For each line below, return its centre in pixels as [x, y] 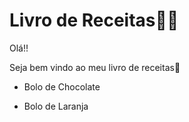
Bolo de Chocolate [62, 86]
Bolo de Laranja [56, 106]
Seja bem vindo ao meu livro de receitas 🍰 [95, 67]
